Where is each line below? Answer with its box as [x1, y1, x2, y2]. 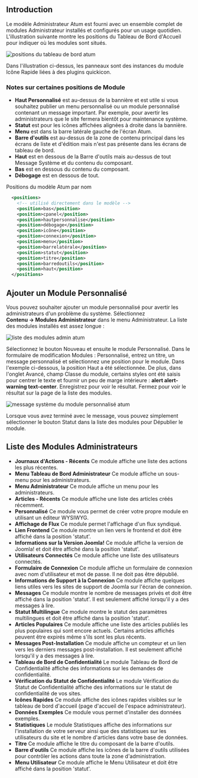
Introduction [6, 5, 53, 15]
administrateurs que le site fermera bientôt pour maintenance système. [14, 115, 188, 123]
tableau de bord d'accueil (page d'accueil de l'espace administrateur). [14, 702, 186, 709]
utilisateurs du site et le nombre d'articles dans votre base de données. [14, 734, 188, 741]
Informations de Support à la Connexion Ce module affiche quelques [14, 577, 185, 584]
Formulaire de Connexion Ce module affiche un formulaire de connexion [14, 564, 193, 571]
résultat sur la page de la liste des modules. [6, 389, 112, 396]
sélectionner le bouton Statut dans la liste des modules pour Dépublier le [6, 419, 183, 426]
